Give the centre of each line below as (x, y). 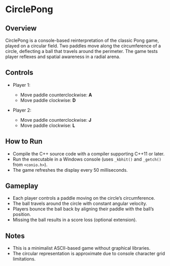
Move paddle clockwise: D (48, 100)
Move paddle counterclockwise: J (56, 120)
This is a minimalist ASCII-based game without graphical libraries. (81, 248)
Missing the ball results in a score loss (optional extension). (75, 220)
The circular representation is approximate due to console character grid (89, 254)
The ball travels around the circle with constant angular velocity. (80, 204)
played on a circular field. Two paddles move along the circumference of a (83, 46)
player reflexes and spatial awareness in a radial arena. (63, 57)
